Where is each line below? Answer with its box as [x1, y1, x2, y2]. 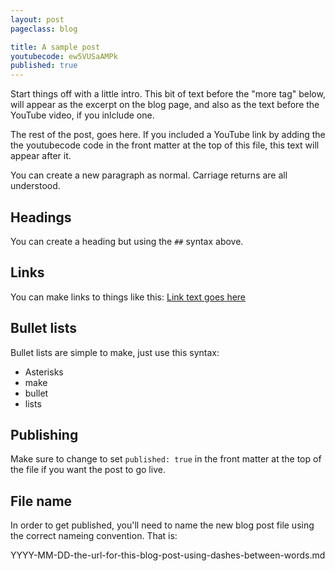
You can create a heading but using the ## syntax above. [10, 235, 244, 247]
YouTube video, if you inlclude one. [10, 109, 155, 121]
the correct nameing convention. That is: [10, 530, 178, 542]
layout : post [10, 14, 65, 25]
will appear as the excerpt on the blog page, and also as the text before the [10, 99, 320, 111]
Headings [10, 209, 72, 226]
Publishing [10, 426, 79, 443]
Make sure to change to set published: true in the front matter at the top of [10, 453, 322, 465]
